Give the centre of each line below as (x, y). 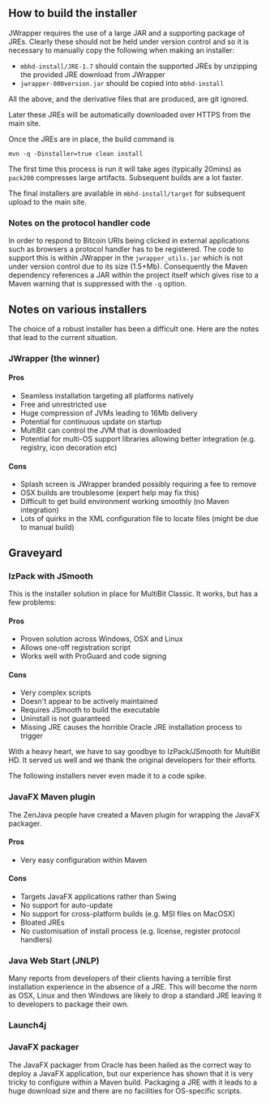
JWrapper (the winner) (54, 358)
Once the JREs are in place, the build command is (91, 139)
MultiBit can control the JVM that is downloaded (101, 430)
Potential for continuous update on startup (91, 422)
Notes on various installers (78, 309)
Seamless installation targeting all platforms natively (107, 396)
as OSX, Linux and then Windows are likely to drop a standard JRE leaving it (135, 996)
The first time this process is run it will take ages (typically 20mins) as (125, 169)
